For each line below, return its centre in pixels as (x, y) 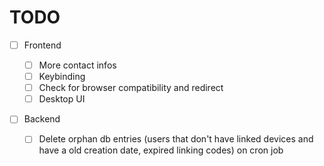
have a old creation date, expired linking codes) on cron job (161, 150)
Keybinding (62, 77)
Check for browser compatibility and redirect (131, 88)
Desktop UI (62, 99)
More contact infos (77, 65)
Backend (42, 119)
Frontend (42, 45)
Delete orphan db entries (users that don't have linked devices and (176, 139)
